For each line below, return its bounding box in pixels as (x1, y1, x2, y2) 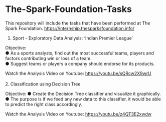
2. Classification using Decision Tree (5, 81, 81, 87)
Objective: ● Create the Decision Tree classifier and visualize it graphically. (5, 90, 161, 96)
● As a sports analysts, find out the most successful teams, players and (5, 50, 154, 56)
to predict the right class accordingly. (5, 101, 82, 107)
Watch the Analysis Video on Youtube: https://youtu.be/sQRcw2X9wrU (5, 70, 151, 76)
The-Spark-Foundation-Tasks (5, 3, 132, 15)
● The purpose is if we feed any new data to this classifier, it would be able (5, 96, 161, 102)
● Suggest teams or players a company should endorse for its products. (5, 60, 155, 66)
